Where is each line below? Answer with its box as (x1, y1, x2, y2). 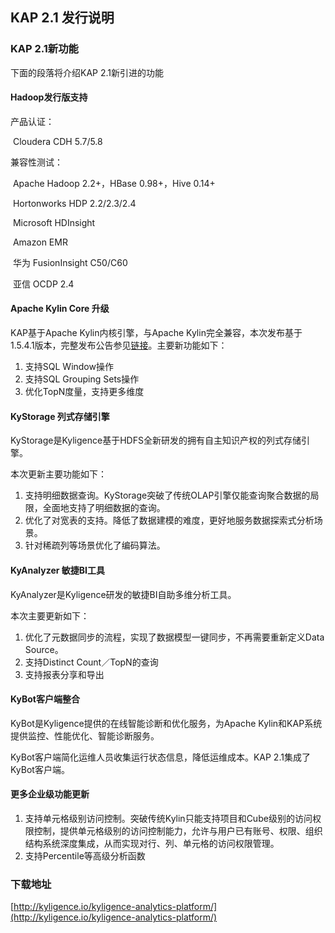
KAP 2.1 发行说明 (10, 9, 115, 27)
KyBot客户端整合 (10, 693, 80, 705)
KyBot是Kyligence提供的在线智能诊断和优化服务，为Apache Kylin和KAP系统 (10, 717, 323, 729)
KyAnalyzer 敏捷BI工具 (10, 564, 105, 576)
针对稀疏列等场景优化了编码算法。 (24, 539, 166, 552)
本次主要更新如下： (10, 609, 90, 622)
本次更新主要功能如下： (10, 468, 107, 480)
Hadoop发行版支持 (10, 91, 88, 103)
